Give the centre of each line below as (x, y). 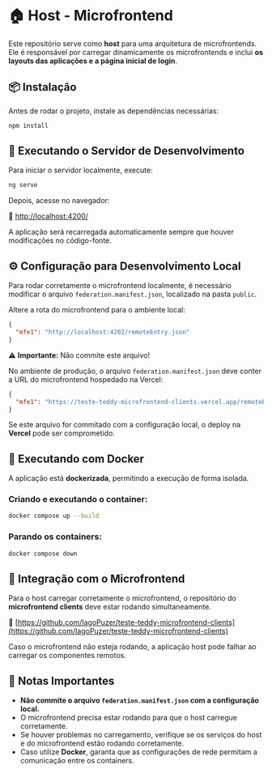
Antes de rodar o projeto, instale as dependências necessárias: (114, 111)
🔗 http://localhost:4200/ (49, 216)
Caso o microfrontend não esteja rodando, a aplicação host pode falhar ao (132, 647)
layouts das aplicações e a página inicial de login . (93, 61)
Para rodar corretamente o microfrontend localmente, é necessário (120, 286)
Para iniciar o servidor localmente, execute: (81, 170)
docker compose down (43, 554)
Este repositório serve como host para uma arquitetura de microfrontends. (133, 43)
